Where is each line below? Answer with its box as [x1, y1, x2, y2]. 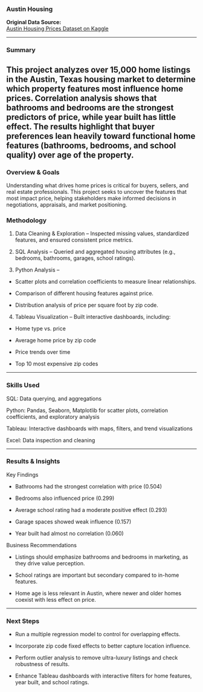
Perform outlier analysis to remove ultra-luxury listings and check [14, 654, 178, 662]
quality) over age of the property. [6, 150, 134, 160]
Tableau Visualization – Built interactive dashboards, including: [14, 313, 171, 321]
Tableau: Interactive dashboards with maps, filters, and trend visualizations [6, 425, 193, 432]
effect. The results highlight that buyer [6, 121, 155, 131]
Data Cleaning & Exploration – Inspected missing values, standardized [14, 230, 189, 238]
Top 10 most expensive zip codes [14, 360, 98, 368]
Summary [6, 46, 36, 55]
